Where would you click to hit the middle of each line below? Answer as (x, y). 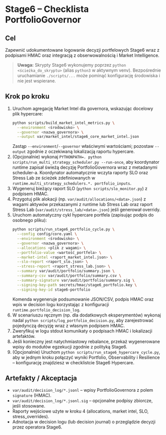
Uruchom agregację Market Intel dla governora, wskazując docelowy (83, 109)
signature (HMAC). (32, 395)
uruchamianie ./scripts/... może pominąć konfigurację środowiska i (88, 75)
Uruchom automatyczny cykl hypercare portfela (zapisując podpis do (83, 215)
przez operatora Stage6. (37, 427)
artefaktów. (24, 336)
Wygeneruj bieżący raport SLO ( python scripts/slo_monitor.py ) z (80, 189)
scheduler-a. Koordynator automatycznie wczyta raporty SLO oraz (80, 173)
